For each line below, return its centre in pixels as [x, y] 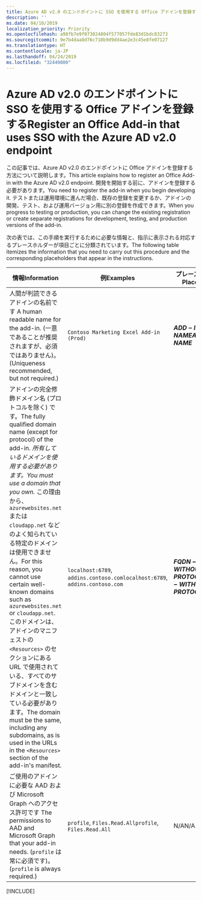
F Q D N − [185, 562]
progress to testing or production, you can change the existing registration [98, 212]
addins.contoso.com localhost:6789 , [118, 578]
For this [32, 561]
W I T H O [184, 569]
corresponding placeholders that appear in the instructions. [80, 258]
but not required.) [34, 378]
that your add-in [32, 843]
